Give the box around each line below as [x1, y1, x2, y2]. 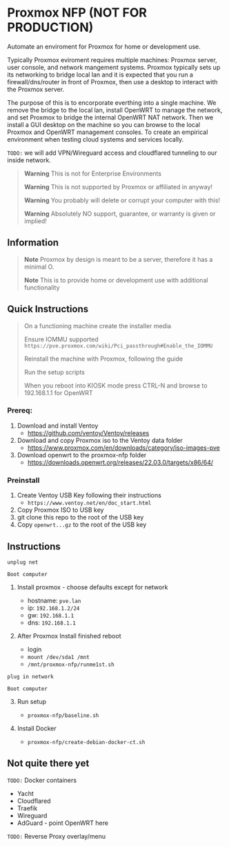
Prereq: [7, 406, 33, 415]
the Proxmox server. [7, 85, 64, 93]
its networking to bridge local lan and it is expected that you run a [7, 70, 193, 79]
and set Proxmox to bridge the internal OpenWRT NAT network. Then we [7, 113, 214, 122]
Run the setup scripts [23, 368, 85, 376]
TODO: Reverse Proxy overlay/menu [7, 832, 106, 840]
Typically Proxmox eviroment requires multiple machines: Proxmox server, [7, 55, 217, 64]
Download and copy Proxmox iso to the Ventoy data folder [17, 436, 183, 444]
